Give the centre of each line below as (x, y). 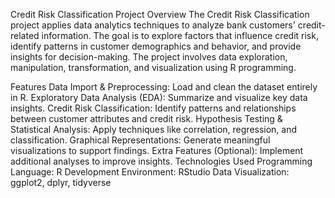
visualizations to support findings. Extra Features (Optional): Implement (157, 150)
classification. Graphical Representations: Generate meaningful (140, 140)
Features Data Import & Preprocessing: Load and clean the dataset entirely (164, 87)
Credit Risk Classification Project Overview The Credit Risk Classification (160, 14)
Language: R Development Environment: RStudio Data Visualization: (150, 172)
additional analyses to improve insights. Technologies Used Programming (161, 161)
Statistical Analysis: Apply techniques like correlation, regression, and (154, 129)
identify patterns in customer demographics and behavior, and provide (156, 46)
